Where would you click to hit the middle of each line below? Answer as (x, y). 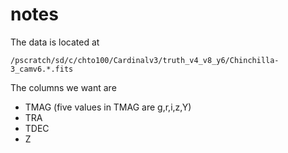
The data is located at (55, 42)
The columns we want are (63, 87)
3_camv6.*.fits (42, 69)
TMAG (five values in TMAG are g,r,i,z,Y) (108, 107)
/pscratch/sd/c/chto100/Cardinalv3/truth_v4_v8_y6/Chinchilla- (145, 60)
